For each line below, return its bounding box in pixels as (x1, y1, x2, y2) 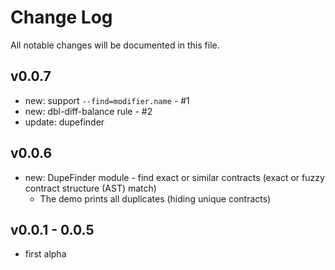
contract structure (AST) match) (24, 182, 157, 194)
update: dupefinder (24, 116, 105, 128)
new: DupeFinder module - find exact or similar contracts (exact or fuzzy (24, 171, 325, 183)
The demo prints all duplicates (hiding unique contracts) (39, 192, 272, 205)
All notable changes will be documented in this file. (10, 39, 220, 51)
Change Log (10, 6, 113, 29)
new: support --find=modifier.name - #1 (24, 94, 190, 106)
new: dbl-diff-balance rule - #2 (24, 105, 153, 117)
